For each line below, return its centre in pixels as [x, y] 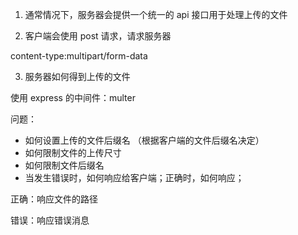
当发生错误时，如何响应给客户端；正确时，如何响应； [134, 177]
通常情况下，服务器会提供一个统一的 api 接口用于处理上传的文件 [156, 14]
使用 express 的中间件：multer [73, 97]
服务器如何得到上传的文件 [77, 76]
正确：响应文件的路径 [54, 199]
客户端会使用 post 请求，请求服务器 [98, 36]
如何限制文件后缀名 [64, 165]
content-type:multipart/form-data [79, 56]
